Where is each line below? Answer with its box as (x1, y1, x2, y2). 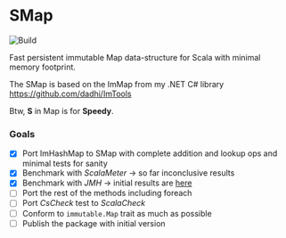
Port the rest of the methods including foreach (21, 188, 192, 199)
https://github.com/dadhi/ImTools (9, 88, 132, 99)
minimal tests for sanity (21, 158, 109, 169)
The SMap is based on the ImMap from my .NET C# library (9, 78, 225, 89)
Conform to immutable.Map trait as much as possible (21, 208, 212, 218)
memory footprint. (9, 62, 76, 72)
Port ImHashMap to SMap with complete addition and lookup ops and (21, 148, 278, 159)
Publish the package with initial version (21, 217, 167, 228)
